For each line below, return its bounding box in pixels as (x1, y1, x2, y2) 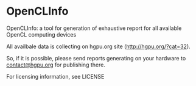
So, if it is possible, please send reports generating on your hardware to (6, 54, 186, 62)
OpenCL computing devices (6, 30, 77, 38)
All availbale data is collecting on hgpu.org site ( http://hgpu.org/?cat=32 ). (6, 43, 191, 50)
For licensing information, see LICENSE (6, 73, 105, 80)
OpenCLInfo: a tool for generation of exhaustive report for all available (6, 24, 182, 32)
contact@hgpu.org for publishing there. (6, 61, 105, 68)
